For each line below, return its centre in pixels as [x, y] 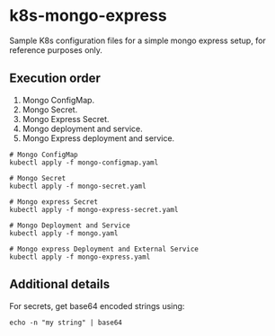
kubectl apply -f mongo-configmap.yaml [84, 163]
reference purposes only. [56, 49]
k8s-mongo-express [89, 16]
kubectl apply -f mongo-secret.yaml [78, 186]
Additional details [60, 284]
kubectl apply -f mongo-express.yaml [80, 257]
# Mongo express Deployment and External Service [104, 249]
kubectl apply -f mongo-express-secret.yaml [94, 209]
